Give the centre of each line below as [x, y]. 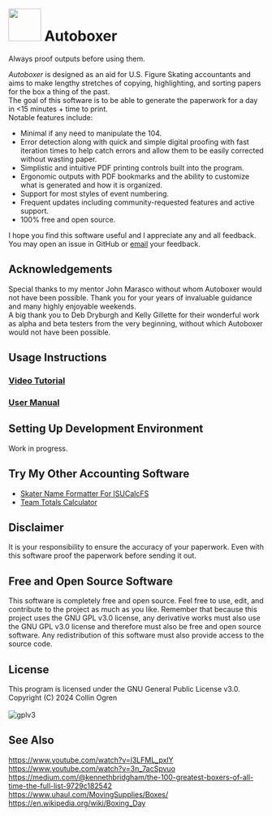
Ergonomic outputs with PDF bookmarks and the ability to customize [135, 176]
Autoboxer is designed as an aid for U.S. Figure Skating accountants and [130, 74]
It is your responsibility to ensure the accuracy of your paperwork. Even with [136, 547]
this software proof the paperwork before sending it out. [102, 555]
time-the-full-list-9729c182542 [60, 786]
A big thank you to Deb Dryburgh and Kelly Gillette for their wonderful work [134, 315]
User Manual [34, 402]
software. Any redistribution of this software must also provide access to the [136, 635]
